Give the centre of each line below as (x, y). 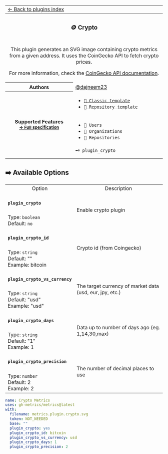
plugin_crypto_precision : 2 (39, 447)
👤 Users (93, 125)
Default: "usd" (24, 300)
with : (11, 410)
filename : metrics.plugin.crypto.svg (49, 414)
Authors (39, 87)
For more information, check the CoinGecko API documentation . (84, 73)
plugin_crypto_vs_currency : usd (43, 437)
